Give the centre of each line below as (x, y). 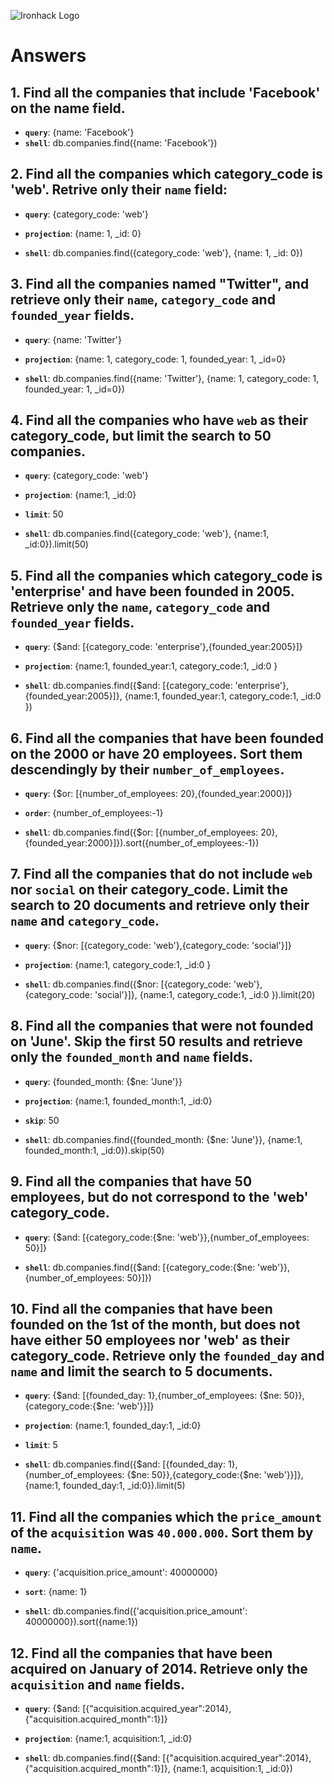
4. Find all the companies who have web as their (159, 420)
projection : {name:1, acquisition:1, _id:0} (108, 1738)
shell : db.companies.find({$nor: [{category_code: (128, 984)
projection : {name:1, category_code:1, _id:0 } (118, 964)
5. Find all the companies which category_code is (166, 575)
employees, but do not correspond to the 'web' (159, 1197)
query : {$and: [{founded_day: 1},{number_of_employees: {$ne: (153, 1396)
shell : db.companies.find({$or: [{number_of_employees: (141, 832)
